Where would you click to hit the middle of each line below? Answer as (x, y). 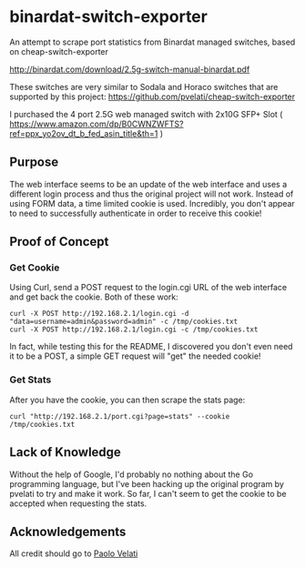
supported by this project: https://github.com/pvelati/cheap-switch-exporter (152, 96)
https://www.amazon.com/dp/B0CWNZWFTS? (97, 124)
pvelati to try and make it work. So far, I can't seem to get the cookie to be (148, 493)
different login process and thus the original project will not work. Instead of (152, 194)
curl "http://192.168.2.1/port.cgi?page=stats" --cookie (120, 416)
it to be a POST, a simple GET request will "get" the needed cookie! (135, 356)
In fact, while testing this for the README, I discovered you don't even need (151, 347)
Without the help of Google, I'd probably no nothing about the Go (131, 474)
